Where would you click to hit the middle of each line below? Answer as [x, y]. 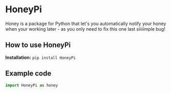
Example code [28, 73]
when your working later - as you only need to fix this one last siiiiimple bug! [85, 29]
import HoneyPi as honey [32, 85]
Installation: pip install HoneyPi [41, 57]
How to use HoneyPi [38, 45]
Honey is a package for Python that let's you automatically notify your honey [86, 24]
